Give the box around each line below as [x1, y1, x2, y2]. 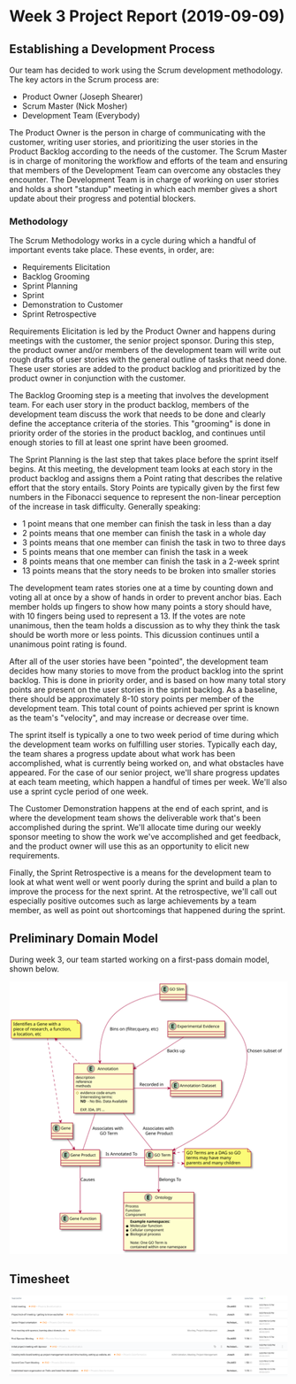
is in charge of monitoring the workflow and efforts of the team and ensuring [9, 156, 288, 165]
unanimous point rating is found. [9, 639, 127, 650]
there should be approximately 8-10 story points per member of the [9, 694, 254, 704]
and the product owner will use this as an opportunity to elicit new [9, 841, 250, 851]
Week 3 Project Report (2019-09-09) [9, 6, 285, 27]
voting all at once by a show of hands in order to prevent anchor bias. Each [9, 592, 282, 603]
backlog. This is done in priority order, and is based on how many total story [9, 675, 286, 686]
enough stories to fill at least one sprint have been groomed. [9, 437, 229, 448]
